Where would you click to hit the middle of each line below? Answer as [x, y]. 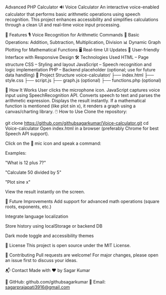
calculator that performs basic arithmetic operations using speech [73, 14]
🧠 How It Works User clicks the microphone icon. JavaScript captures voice [83, 90]
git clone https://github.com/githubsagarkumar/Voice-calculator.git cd [77, 123]
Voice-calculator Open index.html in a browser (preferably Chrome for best [82, 128]
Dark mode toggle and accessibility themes [49, 236]
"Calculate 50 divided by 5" [33, 172]
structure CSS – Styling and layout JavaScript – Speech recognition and [78, 64]
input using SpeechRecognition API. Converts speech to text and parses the [83, 95]
